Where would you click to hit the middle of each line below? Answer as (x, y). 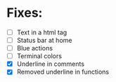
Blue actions (35, 48)
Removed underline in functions (63, 72)
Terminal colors (39, 56)
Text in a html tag (42, 32)
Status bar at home (44, 40)
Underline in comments (51, 64)
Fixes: (25, 13)
